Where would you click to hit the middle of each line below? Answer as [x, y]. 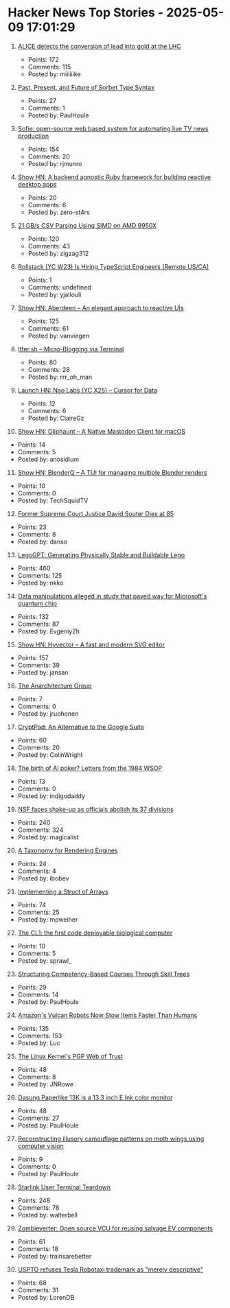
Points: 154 [44, 149]
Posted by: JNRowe [46, 1084]
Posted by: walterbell [48, 1215]
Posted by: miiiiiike [54, 74]
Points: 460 [34, 568]
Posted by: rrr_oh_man [60, 377]
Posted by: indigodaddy [51, 796]
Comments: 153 [40, 1036]
